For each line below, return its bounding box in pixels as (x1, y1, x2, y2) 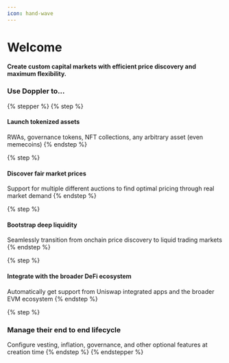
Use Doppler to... (7, 86, 65, 96)
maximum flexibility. (7, 69, 67, 77)
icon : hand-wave (7, 10, 53, 17)
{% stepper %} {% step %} (7, 102, 84, 110)
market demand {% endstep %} (7, 192, 97, 200)
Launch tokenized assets (7, 118, 80, 126)
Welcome (7, 39, 62, 55)
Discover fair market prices (7, 169, 87, 177)
